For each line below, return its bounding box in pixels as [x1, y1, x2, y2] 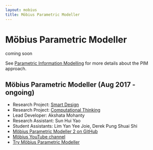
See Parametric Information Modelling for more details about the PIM [5, 60, 148, 66]
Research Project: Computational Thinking [12, 107, 101, 113]
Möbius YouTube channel [12, 134, 66, 140]
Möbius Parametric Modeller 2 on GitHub [12, 128, 98, 134]
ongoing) [5, 88, 35, 96]
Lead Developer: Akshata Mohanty [12, 112, 85, 119]
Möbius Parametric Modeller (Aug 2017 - [5, 80, 136, 89]
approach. [5, 66, 27, 72]
